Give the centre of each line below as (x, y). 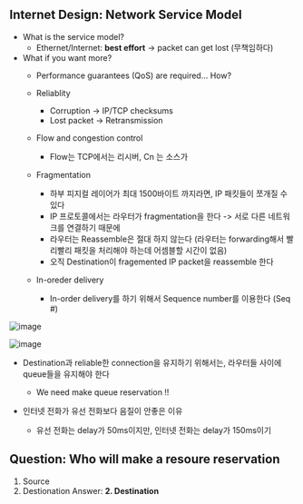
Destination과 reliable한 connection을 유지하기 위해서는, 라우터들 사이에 (152, 362)
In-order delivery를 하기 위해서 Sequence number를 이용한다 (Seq (170, 298)
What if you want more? (67, 57)
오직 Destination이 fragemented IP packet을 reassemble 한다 (161, 262)
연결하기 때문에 (93, 227)
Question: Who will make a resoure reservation (145, 459)
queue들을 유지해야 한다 (66, 374)
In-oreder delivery (70, 280)
